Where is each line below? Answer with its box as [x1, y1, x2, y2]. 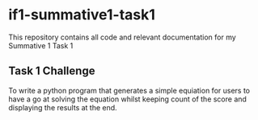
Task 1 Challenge [8, 64, 95, 78]
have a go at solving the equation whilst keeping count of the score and [8, 94, 247, 104]
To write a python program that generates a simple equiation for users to [8, 85, 251, 95]
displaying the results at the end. [8, 102, 117, 112]
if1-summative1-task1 [8, 6, 156, 24]
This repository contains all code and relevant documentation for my [8, 32, 236, 42]
